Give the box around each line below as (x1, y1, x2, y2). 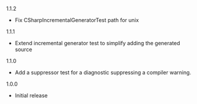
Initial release (14, 92, 48, 99)
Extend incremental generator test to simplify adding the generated (14, 40, 180, 46)
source (14, 46, 33, 53)
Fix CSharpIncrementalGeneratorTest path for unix (14, 17, 139, 23)
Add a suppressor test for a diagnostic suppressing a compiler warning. (14, 69, 192, 76)
